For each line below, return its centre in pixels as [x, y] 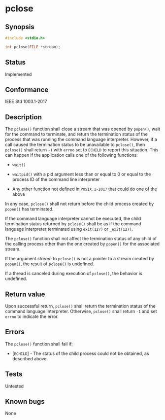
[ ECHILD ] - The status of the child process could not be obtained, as [81, 353]
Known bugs [25, 402]
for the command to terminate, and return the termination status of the [76, 134]
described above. [30, 358]
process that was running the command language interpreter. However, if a [81, 140]
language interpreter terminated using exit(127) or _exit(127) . [69, 229]
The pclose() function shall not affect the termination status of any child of [81, 239]
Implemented [18, 74]
